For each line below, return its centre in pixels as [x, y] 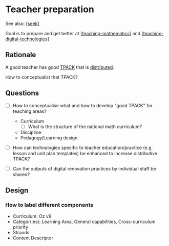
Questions [22, 93]
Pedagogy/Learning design [49, 138]
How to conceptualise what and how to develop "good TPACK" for [82, 105]
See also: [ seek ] [22, 23]
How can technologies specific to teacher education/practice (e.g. [82, 147]
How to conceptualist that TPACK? [41, 77]
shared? [21, 174]
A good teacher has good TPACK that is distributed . [60, 67]
